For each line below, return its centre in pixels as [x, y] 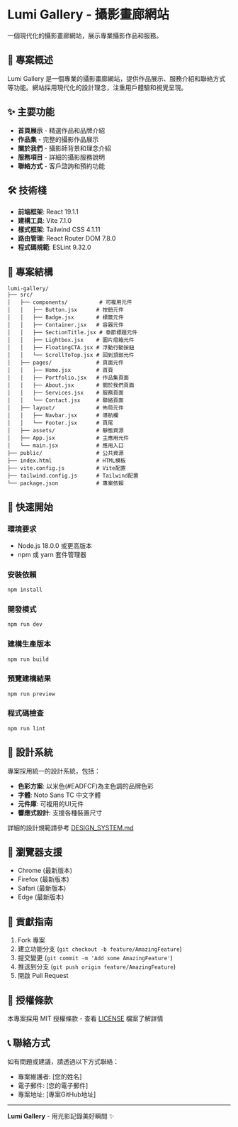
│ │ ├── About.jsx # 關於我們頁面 [71, 385]
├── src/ [20, 295]
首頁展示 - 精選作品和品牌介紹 [61, 130]
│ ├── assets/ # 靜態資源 [66, 431]
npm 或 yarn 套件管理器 [52, 554]
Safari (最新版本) [42, 889]
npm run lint [27, 728]
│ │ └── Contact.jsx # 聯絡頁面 [66, 401]
